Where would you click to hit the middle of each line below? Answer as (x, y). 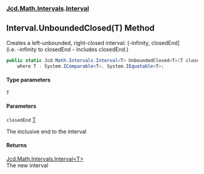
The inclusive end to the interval (46, 131)
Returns (17, 145)
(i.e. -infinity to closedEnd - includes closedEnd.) (67, 49)
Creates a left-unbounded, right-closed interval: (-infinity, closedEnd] (93, 43)
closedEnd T (21, 119)
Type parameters (29, 80)
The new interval (27, 165)
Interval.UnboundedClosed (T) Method (80, 28)
